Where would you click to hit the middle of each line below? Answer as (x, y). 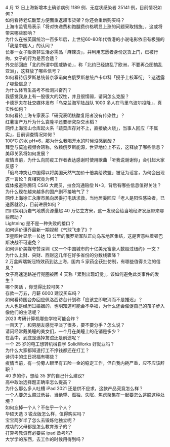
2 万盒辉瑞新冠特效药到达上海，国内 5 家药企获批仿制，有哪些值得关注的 (81, 261)
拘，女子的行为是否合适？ (32, 58)
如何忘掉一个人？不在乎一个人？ (38, 407)
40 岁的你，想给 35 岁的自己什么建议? (45, 376)
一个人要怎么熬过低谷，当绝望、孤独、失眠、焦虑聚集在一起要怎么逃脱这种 (83, 395)
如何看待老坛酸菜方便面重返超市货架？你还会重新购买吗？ (65, 20)
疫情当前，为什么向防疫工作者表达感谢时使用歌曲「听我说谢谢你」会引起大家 (85, 160)
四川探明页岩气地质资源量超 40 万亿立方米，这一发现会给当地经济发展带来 (82, 211)
